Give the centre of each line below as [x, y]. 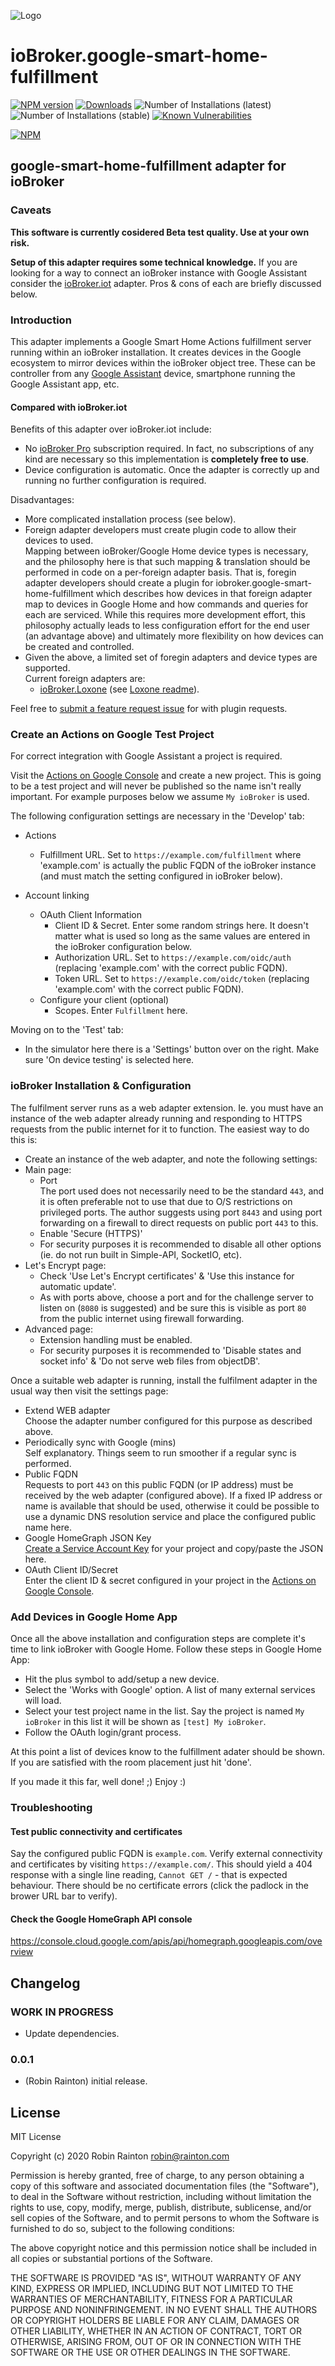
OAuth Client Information [90, 915]
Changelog [45, 1983]
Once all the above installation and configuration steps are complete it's [158, 1639]
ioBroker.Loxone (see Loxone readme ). [119, 689]
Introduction [41, 320]
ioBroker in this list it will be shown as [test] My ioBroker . [145, 1722]
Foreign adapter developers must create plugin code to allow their [160, 530]
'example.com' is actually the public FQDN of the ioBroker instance [178, 866]
